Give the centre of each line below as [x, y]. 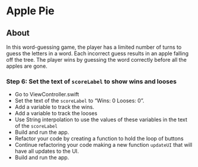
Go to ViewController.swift [47, 94]
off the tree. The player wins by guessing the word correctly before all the [97, 60]
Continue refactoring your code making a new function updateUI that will [103, 145]
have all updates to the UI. [47, 151]
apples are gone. [27, 66]
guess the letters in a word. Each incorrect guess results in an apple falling [98, 53]
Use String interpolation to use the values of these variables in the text [101, 119]
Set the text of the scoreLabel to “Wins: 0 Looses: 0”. [79, 101]
